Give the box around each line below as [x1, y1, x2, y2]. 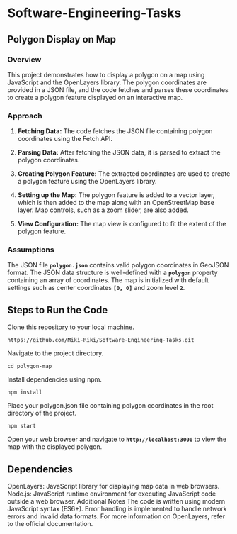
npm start [7, 423, 37, 430]
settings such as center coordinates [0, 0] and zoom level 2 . [7, 284, 185, 292]
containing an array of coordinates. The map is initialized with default [7, 276, 209, 284]
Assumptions [7, 245, 54, 255]
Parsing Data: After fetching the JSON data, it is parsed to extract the [17, 148, 221, 157]
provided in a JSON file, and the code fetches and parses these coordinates [7, 85, 229, 94]
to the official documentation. [7, 520, 93, 528]
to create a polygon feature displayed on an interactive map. [7, 93, 183, 101]
